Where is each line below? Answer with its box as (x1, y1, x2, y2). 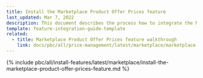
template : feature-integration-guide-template (6, 25, 126, 32)
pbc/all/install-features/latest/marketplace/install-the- (34, 58, 169, 66)
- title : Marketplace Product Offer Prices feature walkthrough (11, 37, 177, 43)
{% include (6, 58, 34, 66)
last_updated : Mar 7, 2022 (6, 14, 74, 20)
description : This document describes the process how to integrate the (6, 20, 193, 26)
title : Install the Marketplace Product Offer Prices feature (6, 8, 166, 15)
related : (6, 31, 28, 37)
